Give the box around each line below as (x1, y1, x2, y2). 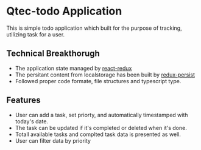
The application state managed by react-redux (15, 64, 132, 72)
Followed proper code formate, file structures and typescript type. (15, 77, 182, 84)
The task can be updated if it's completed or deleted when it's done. (15, 124, 187, 131)
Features (6, 95, 41, 106)
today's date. (15, 117, 49, 125)
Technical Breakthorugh (6, 49, 100, 59)
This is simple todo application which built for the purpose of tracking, (6, 24, 182, 32)
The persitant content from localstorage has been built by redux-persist (15, 71, 195, 78)
